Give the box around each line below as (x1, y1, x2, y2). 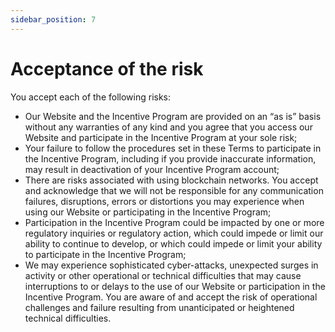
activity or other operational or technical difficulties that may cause (24, 269, 302, 281)
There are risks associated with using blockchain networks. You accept (24, 174, 319, 186)
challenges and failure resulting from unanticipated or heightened (24, 301, 295, 313)
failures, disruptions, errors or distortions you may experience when (24, 195, 305, 207)
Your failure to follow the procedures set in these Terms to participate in (24, 142, 322, 154)
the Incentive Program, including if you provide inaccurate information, (24, 152, 317, 165)
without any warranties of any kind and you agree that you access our (24, 121, 313, 133)
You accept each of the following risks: (10, 91, 172, 103)
